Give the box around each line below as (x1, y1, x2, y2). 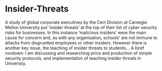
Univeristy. (5, 60, 27, 66)
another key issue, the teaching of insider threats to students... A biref (5, 45, 144, 51)
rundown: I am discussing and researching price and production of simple (5, 50, 152, 56)
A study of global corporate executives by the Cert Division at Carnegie (5, 19, 147, 25)
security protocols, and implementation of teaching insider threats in (5, 55, 141, 61)
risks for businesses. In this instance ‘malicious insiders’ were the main (5, 29, 147, 35)
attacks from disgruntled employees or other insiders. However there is (5, 40, 147, 45)
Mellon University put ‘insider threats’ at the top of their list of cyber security (5, 24, 157, 30)
